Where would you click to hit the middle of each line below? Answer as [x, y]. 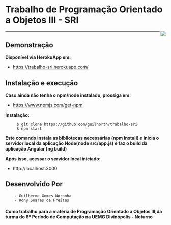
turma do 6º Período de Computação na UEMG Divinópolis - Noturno [79, 217]
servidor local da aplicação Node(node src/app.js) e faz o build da [76, 143]
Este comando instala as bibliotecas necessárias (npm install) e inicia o [82, 138]
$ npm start [29, 128]
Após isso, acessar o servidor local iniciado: [53, 159]
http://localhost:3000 [35, 168]
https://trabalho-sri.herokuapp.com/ [50, 67]
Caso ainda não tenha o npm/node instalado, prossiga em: [68, 95]
